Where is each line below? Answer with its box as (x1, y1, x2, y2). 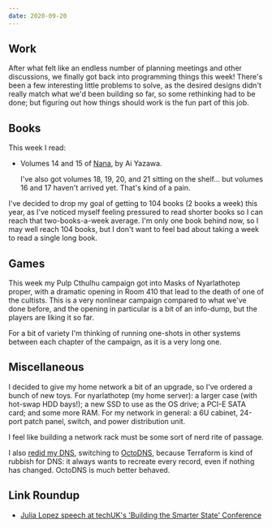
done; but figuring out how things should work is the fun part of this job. (8, 98, 249, 108)
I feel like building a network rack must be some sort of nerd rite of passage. (8, 431, 264, 442)
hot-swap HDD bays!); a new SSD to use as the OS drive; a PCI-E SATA (8, 399, 246, 409)
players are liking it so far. (8, 313, 95, 323)
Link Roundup (8, 488, 80, 503)
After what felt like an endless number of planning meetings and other (8, 63, 242, 73)
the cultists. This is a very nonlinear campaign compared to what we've (8, 295, 247, 305)
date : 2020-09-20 (8, 11, 67, 20)
